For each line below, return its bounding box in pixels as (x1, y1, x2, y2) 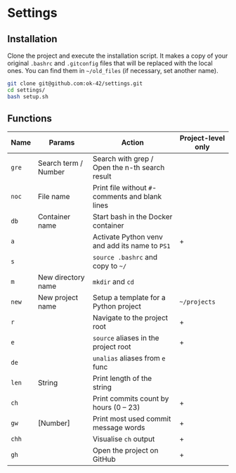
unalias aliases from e (92, 354, 166, 363)
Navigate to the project (92, 313, 169, 323)
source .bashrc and (92, 252, 158, 262)
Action (121, 138, 144, 148)
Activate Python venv (92, 232, 163, 242)
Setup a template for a (92, 293, 166, 303)
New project (37, 293, 79, 303)
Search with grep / (92, 154, 154, 164)
